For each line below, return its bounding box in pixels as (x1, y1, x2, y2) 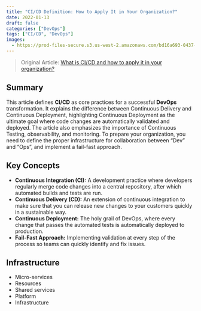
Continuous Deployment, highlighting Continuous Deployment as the (6, 111, 175, 118)
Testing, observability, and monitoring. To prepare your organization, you (6, 130, 186, 137)
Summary (6, 82, 44, 93)
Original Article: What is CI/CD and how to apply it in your (20, 58, 163, 66)
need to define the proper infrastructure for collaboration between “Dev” (6, 136, 185, 144)
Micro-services (14, 274, 53, 281)
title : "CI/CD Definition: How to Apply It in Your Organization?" (6, 8, 178, 15)
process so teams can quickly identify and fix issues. (14, 240, 146, 247)
